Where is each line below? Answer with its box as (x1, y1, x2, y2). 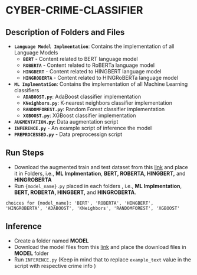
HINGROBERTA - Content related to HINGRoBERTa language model (22, 75, 178, 81)
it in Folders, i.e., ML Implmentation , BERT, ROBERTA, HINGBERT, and (14, 170, 186, 177)
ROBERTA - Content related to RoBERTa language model (22, 62, 155, 69)
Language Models (14, 49, 58, 56)
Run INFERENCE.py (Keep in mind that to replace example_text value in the (14, 255, 192, 263)
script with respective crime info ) (14, 262, 96, 269)
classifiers (14, 87, 40, 93)
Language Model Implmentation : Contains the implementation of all (14, 43, 175, 50)
